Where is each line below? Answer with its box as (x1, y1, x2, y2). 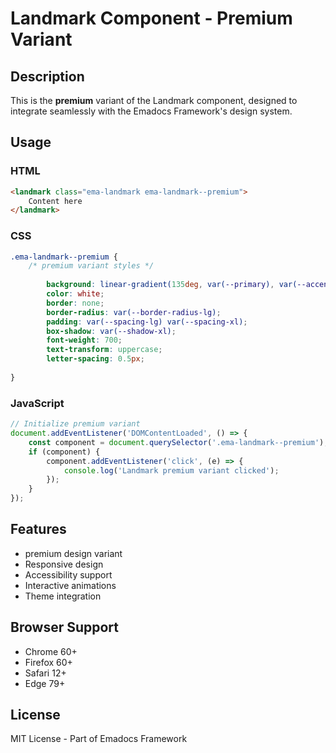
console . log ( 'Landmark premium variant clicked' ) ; (63, 465, 280, 476)
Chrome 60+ (24, 645, 78, 657)
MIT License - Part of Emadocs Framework (10, 733, 188, 745)
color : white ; (46, 289, 105, 299)
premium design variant (24, 547, 123, 559)
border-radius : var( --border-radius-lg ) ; (46, 307, 222, 317)
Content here (28, 196, 83, 206)
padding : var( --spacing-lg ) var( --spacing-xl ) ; (46, 317, 248, 327)
